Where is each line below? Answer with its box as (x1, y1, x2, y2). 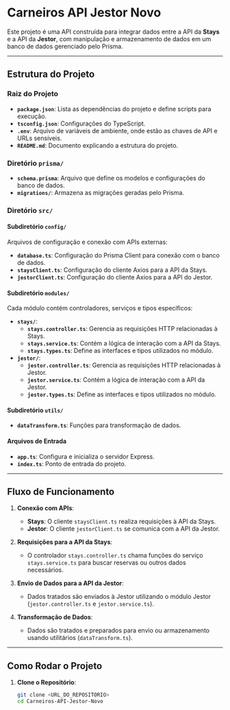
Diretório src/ (7, 205, 53, 215)
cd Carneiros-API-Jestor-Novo (16, 698, 104, 705)
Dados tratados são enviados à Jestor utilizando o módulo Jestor (27, 593, 211, 601)
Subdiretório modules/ (7, 288, 70, 297)
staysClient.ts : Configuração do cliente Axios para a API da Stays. (16, 266, 207, 274)
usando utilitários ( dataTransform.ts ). (27, 634, 133, 642)
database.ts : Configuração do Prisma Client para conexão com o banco (16, 251, 220, 260)
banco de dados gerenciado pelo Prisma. (7, 42, 123, 50)
